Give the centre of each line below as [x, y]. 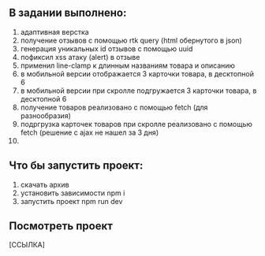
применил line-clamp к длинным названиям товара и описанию [128, 65]
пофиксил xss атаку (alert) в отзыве [80, 57]
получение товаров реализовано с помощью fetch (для [114, 107]
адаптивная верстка [54, 32]
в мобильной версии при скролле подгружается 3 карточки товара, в [138, 91]
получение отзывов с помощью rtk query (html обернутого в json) [131, 40]
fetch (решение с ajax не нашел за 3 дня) [90, 132]
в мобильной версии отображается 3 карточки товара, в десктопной [137, 73]
